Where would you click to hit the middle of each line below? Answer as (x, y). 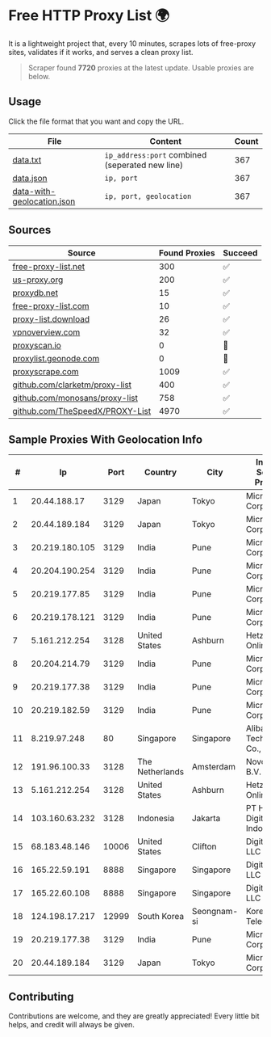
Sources (30, 230)
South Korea (160, 917)
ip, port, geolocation (148, 196)
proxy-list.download (51, 318)
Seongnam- (215, 912)
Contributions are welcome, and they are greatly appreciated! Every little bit (134, 1016)
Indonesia (156, 819)
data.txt (27, 160)
